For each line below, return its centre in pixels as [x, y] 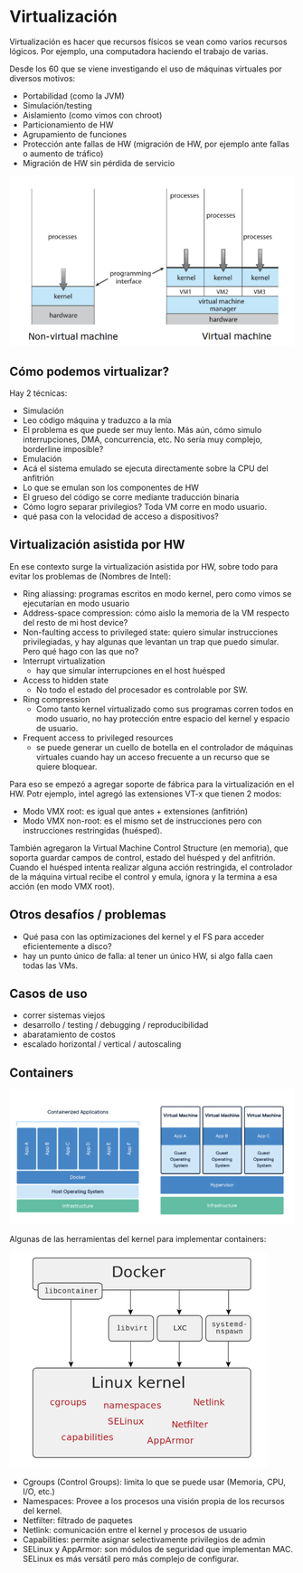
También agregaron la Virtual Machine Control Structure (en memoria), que [149, 848]
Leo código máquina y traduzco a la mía [97, 420]
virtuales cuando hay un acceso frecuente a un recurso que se [153, 757]
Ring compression [56, 699]
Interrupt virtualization [64, 661]
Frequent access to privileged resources [98, 738]
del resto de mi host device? [75, 622]
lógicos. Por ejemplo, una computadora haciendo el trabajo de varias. [139, 51]
